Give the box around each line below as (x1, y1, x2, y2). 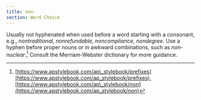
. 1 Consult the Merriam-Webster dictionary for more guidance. (25, 50, 178, 58)
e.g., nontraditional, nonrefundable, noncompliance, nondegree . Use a (6, 37, 181, 44)
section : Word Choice (6, 14, 60, 20)
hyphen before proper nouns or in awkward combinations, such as (6, 43, 170, 51)
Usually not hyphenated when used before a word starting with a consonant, (6, 31, 195, 38)
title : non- (6, 8, 36, 15)
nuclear (6, 51, 25, 58)
